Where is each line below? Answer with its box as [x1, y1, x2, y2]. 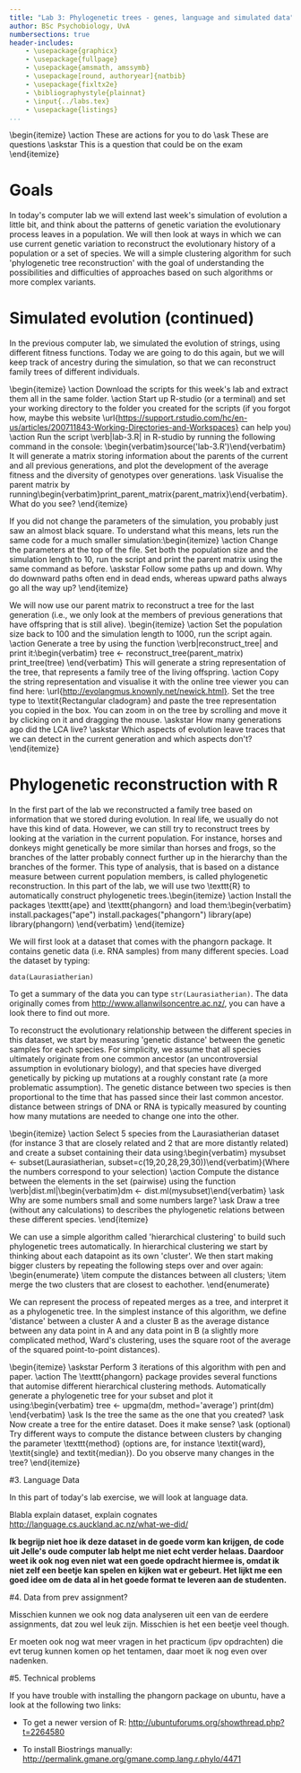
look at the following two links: [9, 1699, 122, 1711]
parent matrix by [9, 480, 70, 490]
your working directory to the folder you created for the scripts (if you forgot [9, 403, 291, 414]
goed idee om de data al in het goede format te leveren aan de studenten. [9, 1575, 287, 1585]
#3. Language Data [9, 1475, 81, 1486]
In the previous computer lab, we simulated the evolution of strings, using [9, 338, 280, 348]
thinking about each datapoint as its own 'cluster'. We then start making [9, 1250, 273, 1262]
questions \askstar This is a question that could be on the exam [9, 139, 244, 150]
